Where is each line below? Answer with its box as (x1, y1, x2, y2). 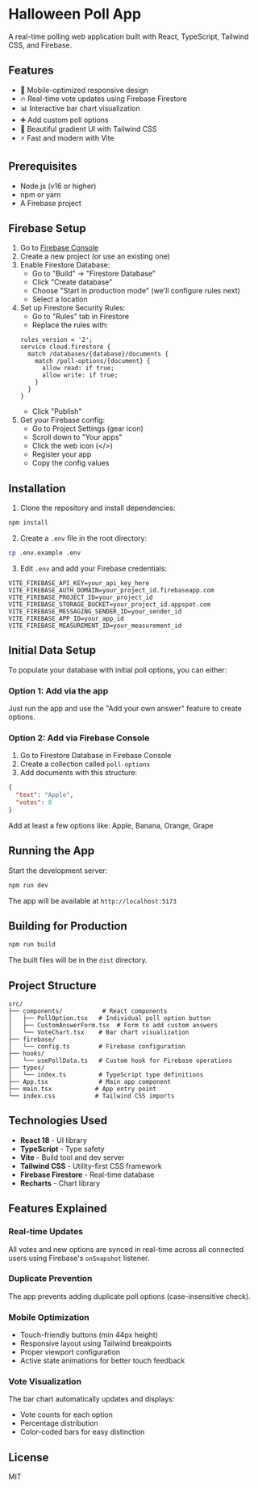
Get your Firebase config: (19, 415, 106, 425)
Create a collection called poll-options (19, 759, 151, 769)
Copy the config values (31, 458, 110, 468)
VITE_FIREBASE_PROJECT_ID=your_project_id (8, 593, 153, 601)
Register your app (31, 449, 92, 459)
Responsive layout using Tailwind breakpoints (19, 1338, 172, 1348)
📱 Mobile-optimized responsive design (19, 85, 149, 95)
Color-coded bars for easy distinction (19, 1427, 145, 1437)
